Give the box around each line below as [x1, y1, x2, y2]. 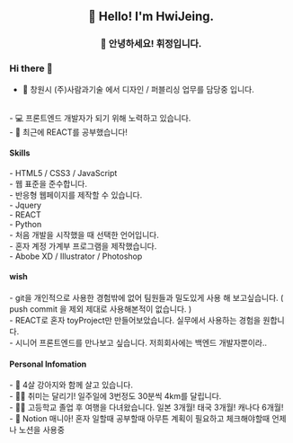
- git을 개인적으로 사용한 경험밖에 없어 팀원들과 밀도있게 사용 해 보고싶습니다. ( [9, 293, 284, 304]
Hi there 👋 [9, 62, 54, 75]
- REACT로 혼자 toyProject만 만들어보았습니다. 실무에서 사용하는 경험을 [9, 315, 262, 326]
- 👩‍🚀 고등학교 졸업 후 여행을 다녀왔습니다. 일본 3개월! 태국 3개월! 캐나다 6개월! [9, 402, 284, 413]
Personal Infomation [9, 359, 87, 369]
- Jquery [9, 199, 42, 210]
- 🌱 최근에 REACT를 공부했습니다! [9, 127, 129, 137]
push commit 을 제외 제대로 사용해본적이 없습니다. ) [9, 304, 192, 315]
